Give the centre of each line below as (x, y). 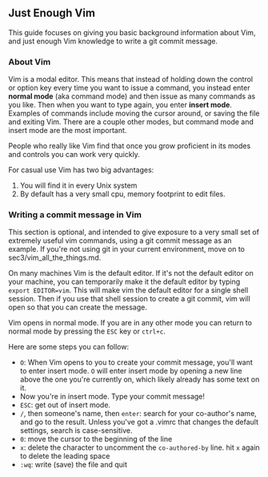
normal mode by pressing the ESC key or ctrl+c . (87, 331)
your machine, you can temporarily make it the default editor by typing (124, 282)
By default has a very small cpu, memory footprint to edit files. (122, 194)
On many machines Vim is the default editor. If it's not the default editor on (131, 273)
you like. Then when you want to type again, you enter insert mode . (120, 105)
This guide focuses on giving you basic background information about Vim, (132, 32)
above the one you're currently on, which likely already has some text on (140, 379)
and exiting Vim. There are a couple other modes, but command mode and (131, 122)
